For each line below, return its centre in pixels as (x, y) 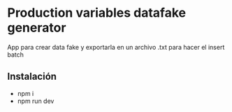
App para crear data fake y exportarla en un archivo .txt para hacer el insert (116, 47)
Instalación (32, 77)
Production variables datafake (97, 13)
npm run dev (36, 101)
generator (37, 28)
